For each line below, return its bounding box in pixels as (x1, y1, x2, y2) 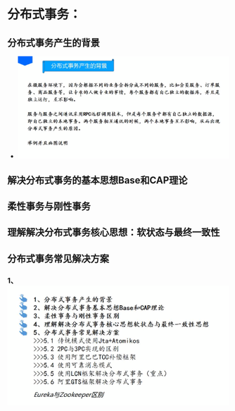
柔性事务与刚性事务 (7, 200, 91, 212)
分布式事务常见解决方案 (7, 252, 109, 264)
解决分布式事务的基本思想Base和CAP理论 (7, 174, 188, 186)
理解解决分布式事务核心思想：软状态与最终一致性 (7, 226, 220, 238)
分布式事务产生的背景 (7, 37, 100, 49)
